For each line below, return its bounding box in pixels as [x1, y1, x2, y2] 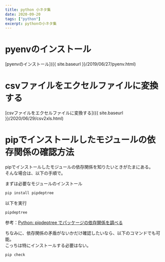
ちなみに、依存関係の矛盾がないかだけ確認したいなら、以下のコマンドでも [5, 230, 156, 236]
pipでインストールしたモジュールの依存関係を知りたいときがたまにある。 [5, 164, 154, 170]
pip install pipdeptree [5, 191, 54, 196]
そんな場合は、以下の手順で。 [5, 170, 66, 176]
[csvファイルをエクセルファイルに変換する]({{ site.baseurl [5, 110, 123, 116]
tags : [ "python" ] [5, 16, 41, 21]
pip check [5, 252, 26, 257]
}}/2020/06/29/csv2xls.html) [5, 116, 64, 122]
